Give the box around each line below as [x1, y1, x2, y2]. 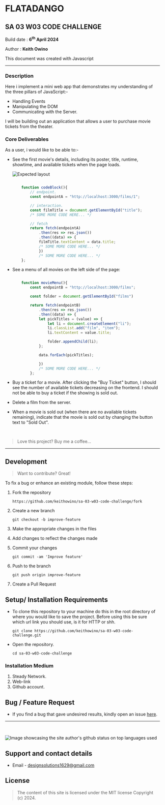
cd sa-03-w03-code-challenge [12, 651, 72, 656]
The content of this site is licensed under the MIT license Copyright [17, 789, 154, 795]
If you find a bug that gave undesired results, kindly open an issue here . [12, 712, 158, 717]
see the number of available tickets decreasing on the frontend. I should [12, 385, 158, 391]
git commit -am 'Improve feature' [12, 555, 83, 559]
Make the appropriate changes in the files [12, 526, 97, 532]
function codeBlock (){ [21, 185, 68, 190]
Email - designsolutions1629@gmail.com [12, 762, 95, 768]
